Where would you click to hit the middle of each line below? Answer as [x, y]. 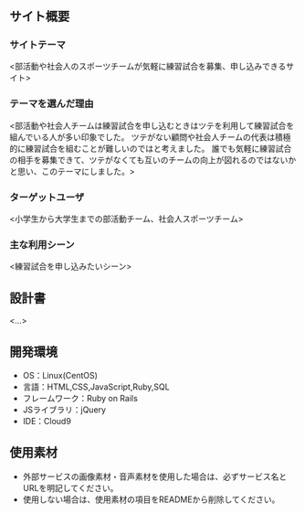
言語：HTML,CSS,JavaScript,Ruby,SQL [96, 387]
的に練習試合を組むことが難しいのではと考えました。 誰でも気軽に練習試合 [151, 148]
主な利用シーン [42, 245]
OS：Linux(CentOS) [60, 375]
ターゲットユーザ [47, 197]
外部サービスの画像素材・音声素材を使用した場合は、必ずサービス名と [155, 476]
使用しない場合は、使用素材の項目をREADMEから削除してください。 [151, 499]
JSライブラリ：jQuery [64, 410]
